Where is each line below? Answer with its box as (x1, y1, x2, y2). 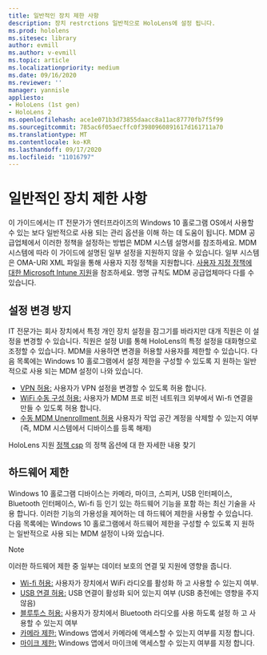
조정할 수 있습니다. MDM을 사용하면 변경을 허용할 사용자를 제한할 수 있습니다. (8, 346, 250, 356)
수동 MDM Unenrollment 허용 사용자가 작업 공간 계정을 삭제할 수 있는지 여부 (19, 413, 259, 422)
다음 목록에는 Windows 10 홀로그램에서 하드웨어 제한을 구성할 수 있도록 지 (8, 518, 240, 528)
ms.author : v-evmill (8, 49, 78, 57)
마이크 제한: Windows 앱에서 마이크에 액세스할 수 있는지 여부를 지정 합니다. (19, 637, 255, 648)
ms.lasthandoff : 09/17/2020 (8, 146, 102, 154)
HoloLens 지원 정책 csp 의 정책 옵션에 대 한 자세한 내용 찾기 (8, 441, 196, 449)
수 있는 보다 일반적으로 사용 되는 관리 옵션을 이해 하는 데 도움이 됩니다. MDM (8, 228, 248, 238)
